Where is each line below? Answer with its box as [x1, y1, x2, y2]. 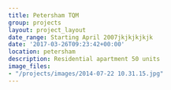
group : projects [8, 19, 61, 27]
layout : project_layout [8, 26, 87, 34]
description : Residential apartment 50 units [8, 56, 160, 63]
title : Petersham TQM [8, 11, 80, 20]
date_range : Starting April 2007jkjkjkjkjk [8, 33, 154, 41]
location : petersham [8, 48, 76, 56]
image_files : [8, 63, 51, 70]
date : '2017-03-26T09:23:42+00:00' [8, 41, 125, 49]
